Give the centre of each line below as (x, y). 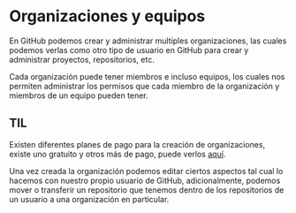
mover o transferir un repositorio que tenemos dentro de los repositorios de (147, 190)
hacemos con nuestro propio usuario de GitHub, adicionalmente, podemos (145, 180)
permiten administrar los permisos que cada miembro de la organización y (144, 86)
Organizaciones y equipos (107, 16)
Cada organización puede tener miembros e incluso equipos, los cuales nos (147, 76)
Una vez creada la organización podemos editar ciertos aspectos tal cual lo (146, 171)
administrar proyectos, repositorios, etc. (82, 59)
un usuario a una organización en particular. (89, 199)
